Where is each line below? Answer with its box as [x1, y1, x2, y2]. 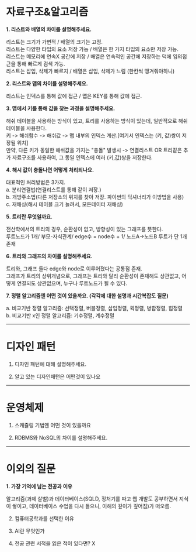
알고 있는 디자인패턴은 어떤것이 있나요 [14, 373, 101, 380]
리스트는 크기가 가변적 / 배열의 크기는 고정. [6, 38, 103, 45]
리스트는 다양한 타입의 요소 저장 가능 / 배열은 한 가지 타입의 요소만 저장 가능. [6, 45, 179, 53]
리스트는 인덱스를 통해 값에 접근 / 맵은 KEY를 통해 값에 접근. [6, 92, 142, 100]
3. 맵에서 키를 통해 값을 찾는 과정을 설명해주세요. [6, 105, 116, 112]
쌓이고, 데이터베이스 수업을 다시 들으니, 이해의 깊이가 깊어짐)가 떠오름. [12, 502, 171, 509]
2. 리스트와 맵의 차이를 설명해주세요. [6, 80, 89, 87]
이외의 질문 [6, 462, 56, 475]
